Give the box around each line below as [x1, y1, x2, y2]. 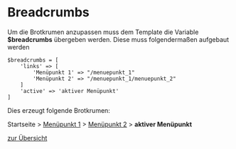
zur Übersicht [7, 133, 48, 142]
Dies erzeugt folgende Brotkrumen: [7, 106, 110, 114]
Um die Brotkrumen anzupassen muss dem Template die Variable [7, 28, 199, 36]
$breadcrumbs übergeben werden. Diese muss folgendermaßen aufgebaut [7, 35, 230, 43]
